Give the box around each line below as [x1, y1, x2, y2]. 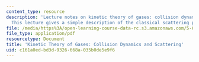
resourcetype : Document [6, 36, 65, 42]
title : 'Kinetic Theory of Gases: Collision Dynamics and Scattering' [6, 42, 184, 48]
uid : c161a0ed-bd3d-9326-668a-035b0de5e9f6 [6, 47, 115, 53]
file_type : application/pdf [6, 31, 76, 37]
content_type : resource [6, 8, 65, 15]
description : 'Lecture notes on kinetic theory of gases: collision [6, 14, 179, 20]
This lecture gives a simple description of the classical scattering [11, 19, 190, 25]
